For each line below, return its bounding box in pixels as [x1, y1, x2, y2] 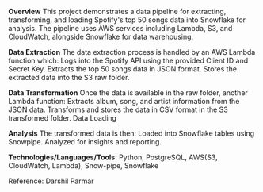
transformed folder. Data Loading [8, 113, 117, 122]
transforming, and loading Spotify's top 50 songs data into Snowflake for [8, 15, 246, 25]
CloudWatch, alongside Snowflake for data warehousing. [8, 32, 194, 41]
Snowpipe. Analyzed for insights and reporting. [8, 137, 162, 146]
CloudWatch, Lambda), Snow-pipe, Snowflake [8, 161, 159, 170]
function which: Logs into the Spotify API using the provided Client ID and [8, 56, 249, 65]
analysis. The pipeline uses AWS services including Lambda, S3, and [8, 24, 233, 33]
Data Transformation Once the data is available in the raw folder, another [8, 88, 248, 98]
